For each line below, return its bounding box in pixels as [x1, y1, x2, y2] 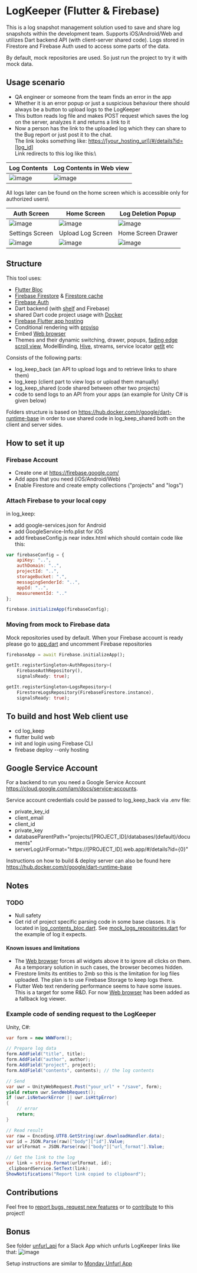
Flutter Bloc [14, 286, 43, 293]
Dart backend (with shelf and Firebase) [14, 305, 110, 312]
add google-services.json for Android [14, 521, 106, 528]
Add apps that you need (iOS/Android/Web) [14, 475, 121, 483]
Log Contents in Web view [53, 164, 130, 172]
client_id [14, 821, 35, 828]
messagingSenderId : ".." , [17, 579, 81, 585]
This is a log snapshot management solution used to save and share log [6, 24, 180, 31]
